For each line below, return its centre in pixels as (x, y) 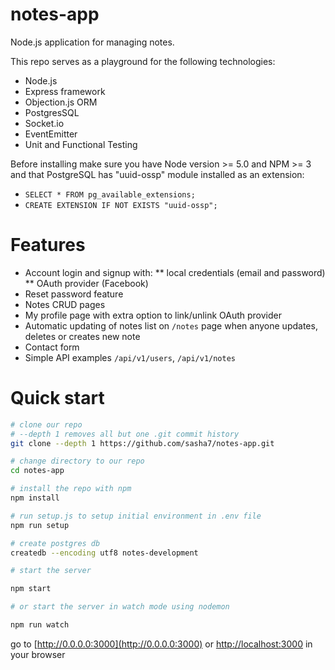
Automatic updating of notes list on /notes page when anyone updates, (171, 325)
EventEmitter (51, 134)
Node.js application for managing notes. (92, 42)
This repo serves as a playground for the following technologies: (143, 61)
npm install (35, 498)
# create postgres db (55, 543)
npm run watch (40, 625)
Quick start (57, 398)
